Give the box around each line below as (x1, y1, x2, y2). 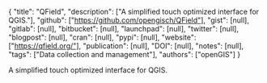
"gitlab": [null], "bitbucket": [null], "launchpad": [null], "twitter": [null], (8, 24, 239, 33)
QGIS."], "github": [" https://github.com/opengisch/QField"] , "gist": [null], (8, 15, 249, 25)
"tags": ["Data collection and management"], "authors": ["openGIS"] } (8, 50, 241, 59)
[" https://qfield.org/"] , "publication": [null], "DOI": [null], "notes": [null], (8, 41, 244, 51)
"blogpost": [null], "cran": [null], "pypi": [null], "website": (8, 32, 197, 42)
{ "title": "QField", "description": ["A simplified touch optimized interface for (8, 7, 260, 16)
